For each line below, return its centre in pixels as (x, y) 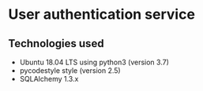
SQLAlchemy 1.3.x (49, 79)
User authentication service (102, 15)
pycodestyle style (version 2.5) (70, 71)
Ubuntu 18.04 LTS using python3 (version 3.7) (94, 62)
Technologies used (56, 44)
